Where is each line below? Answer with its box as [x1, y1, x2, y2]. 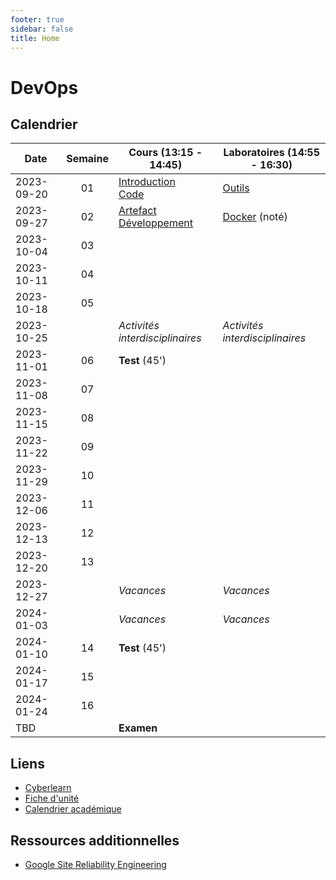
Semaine [66, 152, 109, 166]
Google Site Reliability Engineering [24, 859, 167, 870]
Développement [118, 216, 193, 230]
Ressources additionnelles [10, 832, 180, 849]
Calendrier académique [24, 803, 122, 815]
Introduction [118, 175, 176, 189]
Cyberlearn [24, 782, 72, 794]
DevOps [10, 76, 79, 99]
